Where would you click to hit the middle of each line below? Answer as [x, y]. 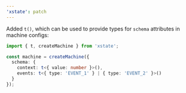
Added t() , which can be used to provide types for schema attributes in [93, 29]
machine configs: [28, 35]
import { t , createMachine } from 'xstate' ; [62, 46]
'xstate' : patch [26, 12]
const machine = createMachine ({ [48, 57]
